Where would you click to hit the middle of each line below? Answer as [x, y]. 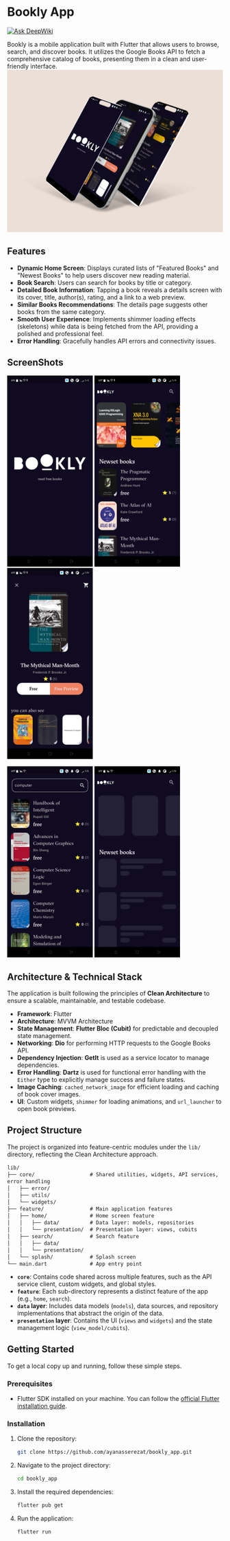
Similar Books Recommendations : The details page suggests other [112, 304]
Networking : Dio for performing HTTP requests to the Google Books [114, 1043]
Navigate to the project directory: [64, 1465]
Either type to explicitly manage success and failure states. [101, 1079]
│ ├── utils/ [29, 1195]
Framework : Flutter [44, 1013]
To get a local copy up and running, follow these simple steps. [94, 1366]
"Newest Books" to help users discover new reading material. [103, 275]
